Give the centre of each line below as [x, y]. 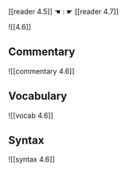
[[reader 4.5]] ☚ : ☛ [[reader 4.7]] [64, 12]
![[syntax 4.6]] [32, 159]
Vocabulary [38, 96]
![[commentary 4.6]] [41, 71]
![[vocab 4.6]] [31, 115]
